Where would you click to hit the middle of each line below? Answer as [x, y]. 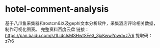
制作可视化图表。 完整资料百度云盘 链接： [47, 29]
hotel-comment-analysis [57, 9]
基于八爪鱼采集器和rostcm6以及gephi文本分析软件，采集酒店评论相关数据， [81, 23]
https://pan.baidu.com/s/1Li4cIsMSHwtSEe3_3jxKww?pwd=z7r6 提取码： [79, 35]
